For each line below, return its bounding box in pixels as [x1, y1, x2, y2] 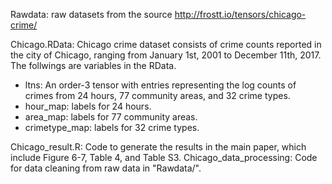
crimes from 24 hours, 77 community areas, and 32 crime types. [24, 90, 291, 101]
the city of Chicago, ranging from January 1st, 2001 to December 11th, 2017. [10, 49, 322, 61]
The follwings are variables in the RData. [10, 60, 177, 71]
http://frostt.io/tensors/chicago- [174, 9, 307, 20]
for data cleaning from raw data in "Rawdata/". [10, 162, 202, 174]
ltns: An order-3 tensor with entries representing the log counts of [24, 79, 297, 91]
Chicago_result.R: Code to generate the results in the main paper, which [10, 141, 307, 153]
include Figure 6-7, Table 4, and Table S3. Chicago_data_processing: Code [10, 152, 318, 163]
